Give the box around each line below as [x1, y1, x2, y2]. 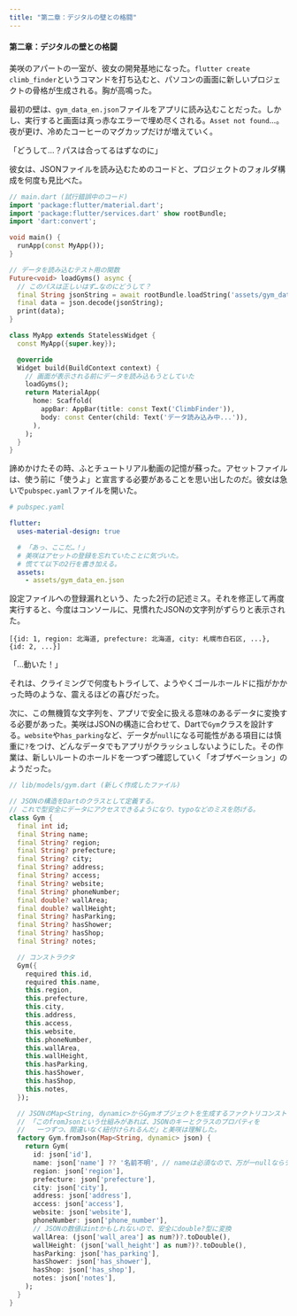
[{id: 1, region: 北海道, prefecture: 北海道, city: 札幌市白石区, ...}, [9, 635, 270, 643]
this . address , [25, 1011, 77, 1020]
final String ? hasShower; [17, 921, 113, 930]
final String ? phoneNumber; [17, 887, 121, 896]
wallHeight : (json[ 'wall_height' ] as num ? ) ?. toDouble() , [32, 1241, 247, 1250]
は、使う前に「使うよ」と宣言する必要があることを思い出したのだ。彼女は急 [9, 474, 288, 485]
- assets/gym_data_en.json [25, 576, 125, 585]
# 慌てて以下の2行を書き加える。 [17, 559, 121, 568]
